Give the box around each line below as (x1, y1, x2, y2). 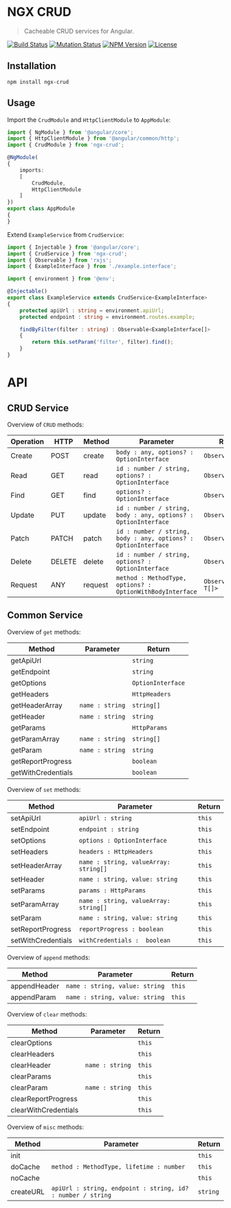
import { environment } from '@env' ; (7, 275, 115, 282)
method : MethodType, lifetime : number (51, 1163, 186, 1171)
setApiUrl (10, 813, 41, 823)
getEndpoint (10, 667, 50, 676)
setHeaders (10, 846, 48, 856)
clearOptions (10, 1038, 53, 1048)
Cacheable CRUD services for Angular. (23, 27, 134, 35)
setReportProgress (10, 924, 71, 934)
